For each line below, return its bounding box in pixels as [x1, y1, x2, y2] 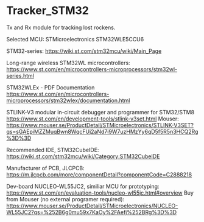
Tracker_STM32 [6, 4, 90, 18]
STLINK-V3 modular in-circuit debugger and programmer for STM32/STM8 [6, 108, 195, 116]
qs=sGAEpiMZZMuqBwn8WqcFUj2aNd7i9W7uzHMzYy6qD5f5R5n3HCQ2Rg [6, 128, 199, 135]
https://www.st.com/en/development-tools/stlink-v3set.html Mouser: [6, 115, 179, 122]
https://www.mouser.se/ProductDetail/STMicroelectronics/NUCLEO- [6, 202, 178, 209]
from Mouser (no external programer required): [6, 195, 125, 203]
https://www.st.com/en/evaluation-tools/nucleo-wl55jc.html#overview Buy [6, 189, 194, 196]
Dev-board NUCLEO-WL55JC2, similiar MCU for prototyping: [6, 182, 160, 190]
